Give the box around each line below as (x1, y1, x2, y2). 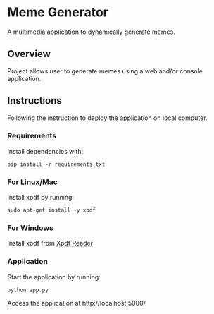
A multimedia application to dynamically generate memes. (7, 28, 176, 36)
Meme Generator (7, 4, 109, 20)
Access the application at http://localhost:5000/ (7, 298, 146, 307)
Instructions (7, 95, 62, 107)
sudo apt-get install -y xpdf (7, 207, 96, 214)
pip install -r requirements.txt (7, 160, 106, 168)
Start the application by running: (7, 272, 101, 281)
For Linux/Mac (7, 177, 58, 187)
